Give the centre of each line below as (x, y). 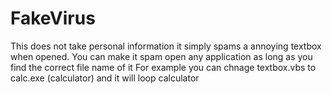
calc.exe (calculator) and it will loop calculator (105, 78)
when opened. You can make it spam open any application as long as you (161, 56)
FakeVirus (53, 18)
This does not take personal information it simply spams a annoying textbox (166, 46)
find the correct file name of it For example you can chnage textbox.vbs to (163, 67)
